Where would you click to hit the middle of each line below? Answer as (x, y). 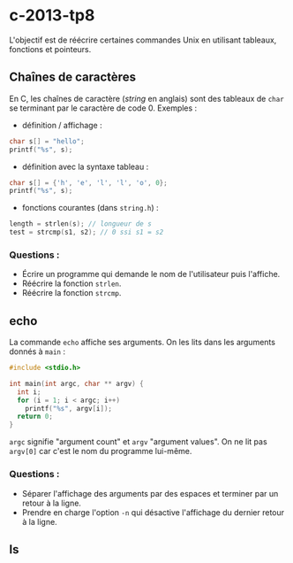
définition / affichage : (62, 125)
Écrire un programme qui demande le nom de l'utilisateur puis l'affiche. (151, 274)
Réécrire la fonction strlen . (71, 283)
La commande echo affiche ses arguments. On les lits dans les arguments (143, 343)
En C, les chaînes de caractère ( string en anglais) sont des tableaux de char (146, 98)
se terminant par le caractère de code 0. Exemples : (103, 108)
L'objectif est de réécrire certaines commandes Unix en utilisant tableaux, (143, 40)
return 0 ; (35, 417)
